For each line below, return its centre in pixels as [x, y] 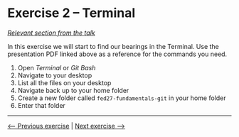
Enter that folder [42, 105]
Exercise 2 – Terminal [71, 13]
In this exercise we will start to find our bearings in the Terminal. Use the [113, 46]
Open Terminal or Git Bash [57, 67]
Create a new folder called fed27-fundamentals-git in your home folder [122, 98]
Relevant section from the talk [51, 33]
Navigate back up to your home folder [73, 90]
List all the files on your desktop [64, 82]
